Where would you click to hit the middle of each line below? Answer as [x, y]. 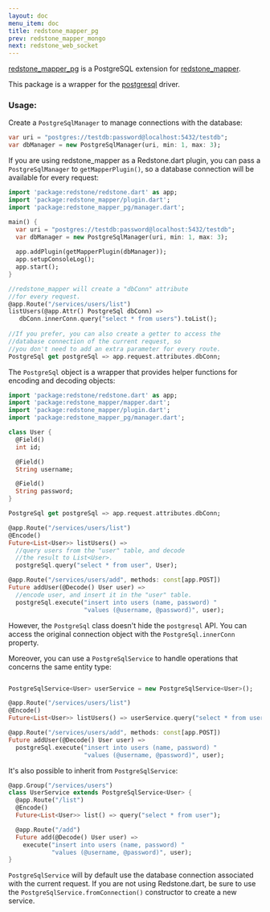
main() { [23, 222]
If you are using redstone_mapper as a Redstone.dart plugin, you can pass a [135, 160]
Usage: [23, 106]
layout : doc [28, 16]
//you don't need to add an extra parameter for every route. [115, 349]
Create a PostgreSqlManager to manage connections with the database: [125, 123]
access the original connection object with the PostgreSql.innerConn [122, 634]
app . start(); [37, 267]
